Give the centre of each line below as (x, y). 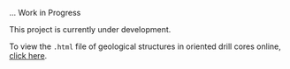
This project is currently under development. (90, 29)
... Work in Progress (45, 13)
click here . (28, 55)
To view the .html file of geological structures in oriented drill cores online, (145, 46)
